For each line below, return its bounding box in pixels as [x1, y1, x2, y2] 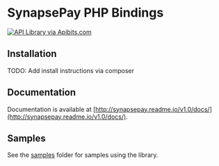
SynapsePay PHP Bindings [7, 5, 164, 21]
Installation [7, 48, 57, 60]
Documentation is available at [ [7, 105, 96, 113]
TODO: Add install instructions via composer [7, 66, 134, 74]
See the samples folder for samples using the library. [7, 151, 159, 159]
